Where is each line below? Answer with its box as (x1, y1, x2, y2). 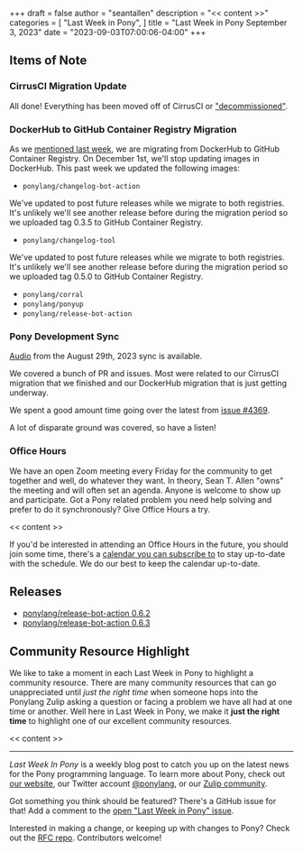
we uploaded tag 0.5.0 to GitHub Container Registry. (9, 271, 204, 282)
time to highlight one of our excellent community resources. (9, 716, 233, 727)
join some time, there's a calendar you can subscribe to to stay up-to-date (9, 548, 286, 559)
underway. (9, 387, 50, 398)
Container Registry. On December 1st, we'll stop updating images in (9, 153, 260, 163)
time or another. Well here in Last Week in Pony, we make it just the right (9, 706, 280, 717)
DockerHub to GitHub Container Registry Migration (9, 123, 237, 135)
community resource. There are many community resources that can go (9, 677, 277, 689)
